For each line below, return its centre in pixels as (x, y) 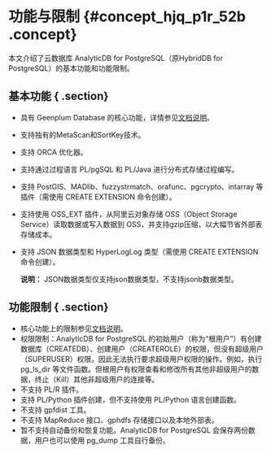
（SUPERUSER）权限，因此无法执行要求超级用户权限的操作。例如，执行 (141, 359)
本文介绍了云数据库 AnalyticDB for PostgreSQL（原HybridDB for (116, 58)
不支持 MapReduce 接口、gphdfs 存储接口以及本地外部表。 (119, 420)
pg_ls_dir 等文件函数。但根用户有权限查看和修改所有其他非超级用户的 (136, 369)
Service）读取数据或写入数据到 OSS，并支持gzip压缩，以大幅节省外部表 (141, 224)
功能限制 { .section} (59, 307)
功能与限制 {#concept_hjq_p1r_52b (127, 17)
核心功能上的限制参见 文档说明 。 (74, 328)
